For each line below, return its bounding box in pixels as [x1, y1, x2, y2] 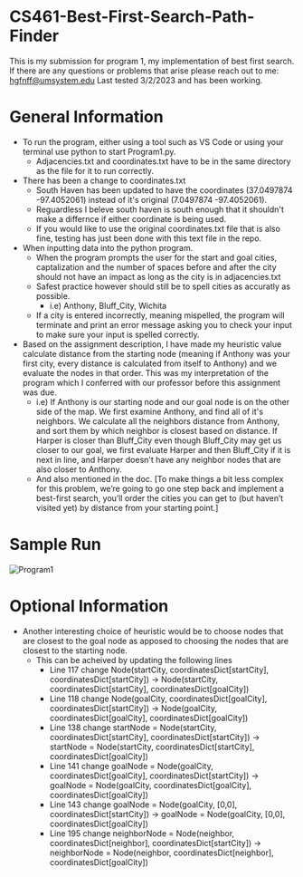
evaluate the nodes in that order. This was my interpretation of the [22, 367, 270, 378]
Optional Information [9, 596, 169, 616]
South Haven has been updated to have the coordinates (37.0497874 [35, 184, 293, 196]
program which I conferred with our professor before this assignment [22, 377, 281, 388]
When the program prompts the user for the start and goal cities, [35, 252, 278, 263]
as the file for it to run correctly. [35, 165, 155, 176]
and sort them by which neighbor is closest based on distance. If [35, 425, 278, 436]
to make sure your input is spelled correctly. [35, 329, 200, 340]
